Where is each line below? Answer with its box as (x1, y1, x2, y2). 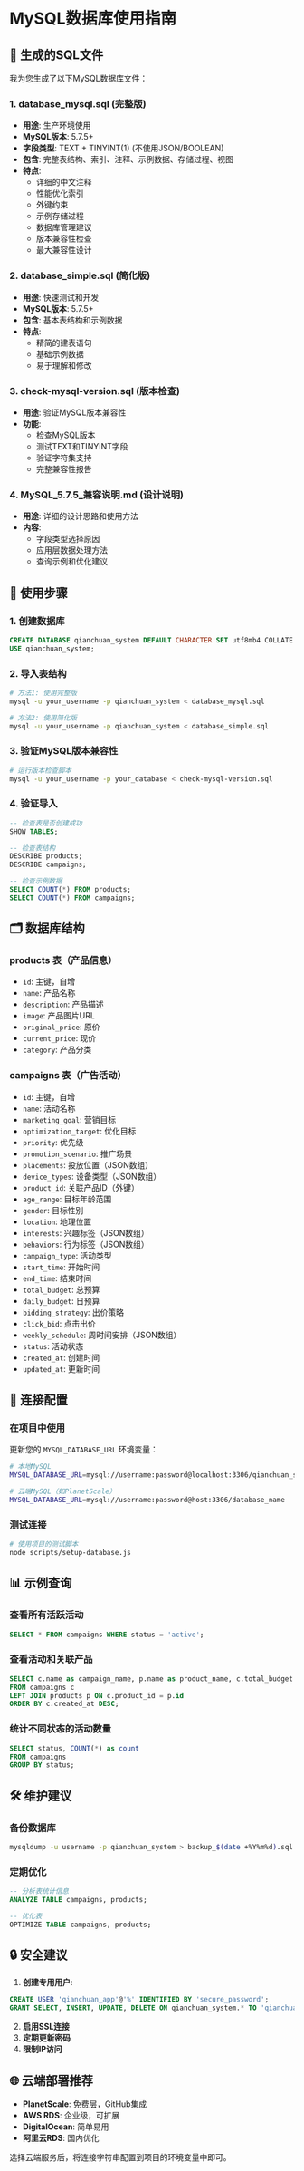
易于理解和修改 (35, 360, 92, 371)
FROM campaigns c (9, 1683, 75, 1692)
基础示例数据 (35, 348, 84, 359)
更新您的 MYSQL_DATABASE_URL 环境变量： (9, 1444, 158, 1455)
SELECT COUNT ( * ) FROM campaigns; (9, 893, 136, 902)
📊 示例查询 (9, 1576, 72, 1591)
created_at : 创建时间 (22, 1352, 100, 1363)
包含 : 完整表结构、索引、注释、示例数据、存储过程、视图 (22, 154, 233, 165)
